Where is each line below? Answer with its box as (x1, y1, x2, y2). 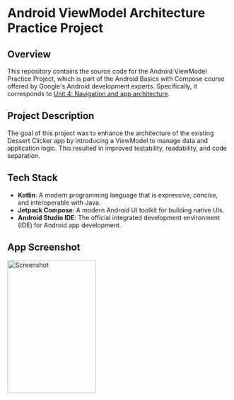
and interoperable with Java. (17, 198, 101, 207)
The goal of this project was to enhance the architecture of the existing (7, 129, 214, 137)
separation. (7, 151, 40, 160)
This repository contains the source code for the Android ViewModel (7, 67, 207, 75)
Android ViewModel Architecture (7, 5, 206, 21)
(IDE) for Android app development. (17, 221, 122, 229)
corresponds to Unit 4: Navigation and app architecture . (7, 90, 170, 98)
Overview (7, 48, 52, 60)
